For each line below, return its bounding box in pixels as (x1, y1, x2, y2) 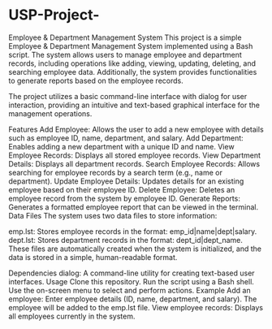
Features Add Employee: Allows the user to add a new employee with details (8, 124, 264, 134)
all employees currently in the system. (8, 311, 136, 321)
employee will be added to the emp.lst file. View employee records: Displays (8, 302, 264, 312)
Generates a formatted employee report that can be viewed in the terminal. (8, 201, 258, 212)
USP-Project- (8, 6, 100, 24)
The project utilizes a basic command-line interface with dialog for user (8, 91, 248, 101)
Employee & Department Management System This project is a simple (8, 32, 242, 42)
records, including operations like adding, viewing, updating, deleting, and (8, 58, 257, 68)
